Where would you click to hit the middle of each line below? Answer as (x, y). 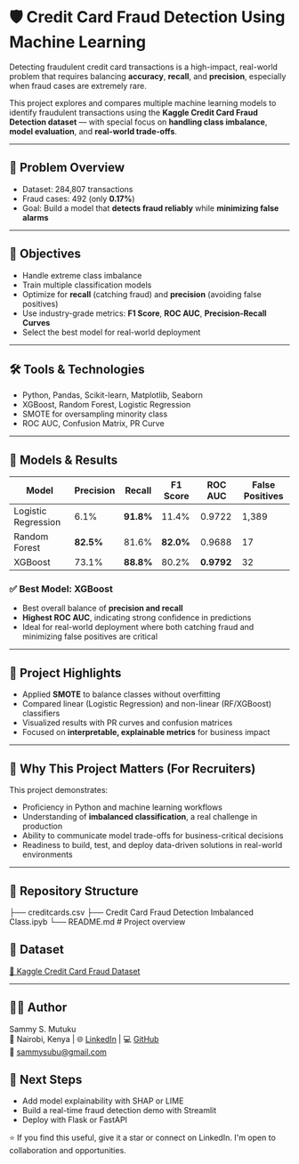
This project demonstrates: (59, 790)
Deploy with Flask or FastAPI (74, 1120)
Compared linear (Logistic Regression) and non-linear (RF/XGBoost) (147, 704)
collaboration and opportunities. (68, 1151)
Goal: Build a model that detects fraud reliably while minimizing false (150, 208)
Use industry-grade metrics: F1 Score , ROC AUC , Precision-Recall (144, 313)
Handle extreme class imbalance (82, 275)
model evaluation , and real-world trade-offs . (93, 131)
